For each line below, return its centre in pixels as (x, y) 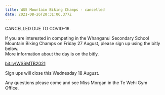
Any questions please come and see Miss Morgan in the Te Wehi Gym (76, 83)
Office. (12, 88)
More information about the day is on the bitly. (52, 54)
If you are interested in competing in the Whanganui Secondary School (77, 38)
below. (12, 48)
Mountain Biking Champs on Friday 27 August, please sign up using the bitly (83, 43)
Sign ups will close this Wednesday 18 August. (52, 73)
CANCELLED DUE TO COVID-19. (38, 28)
